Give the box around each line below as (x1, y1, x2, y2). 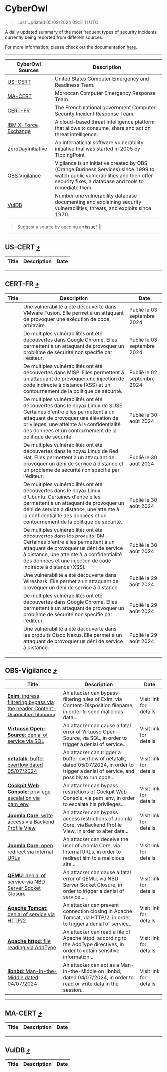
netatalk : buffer (7, 755, 45, 762)
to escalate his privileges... (63, 801, 125, 808)
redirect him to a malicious (63, 855, 125, 862)
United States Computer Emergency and (54, 75, 149, 82)
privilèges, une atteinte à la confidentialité (23, 421, 121, 428)
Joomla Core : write (7, 812, 53, 819)
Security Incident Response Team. (54, 110, 135, 117)
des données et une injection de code (23, 557, 112, 564)
